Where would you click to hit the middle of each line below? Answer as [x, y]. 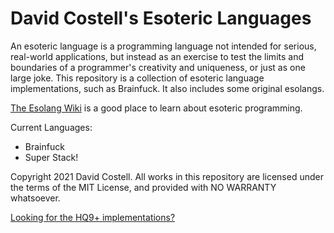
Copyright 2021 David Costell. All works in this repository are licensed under [167, 176]
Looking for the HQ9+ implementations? [93, 217]
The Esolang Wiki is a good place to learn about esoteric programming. [156, 108]
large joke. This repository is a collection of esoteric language [137, 78]
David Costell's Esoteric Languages [161, 18]
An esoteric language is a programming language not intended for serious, [163, 46]
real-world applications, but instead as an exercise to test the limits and [157, 56]
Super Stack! [51, 157]
